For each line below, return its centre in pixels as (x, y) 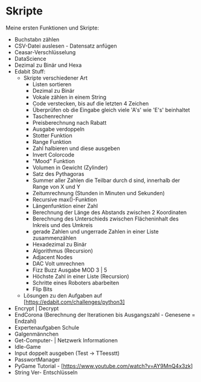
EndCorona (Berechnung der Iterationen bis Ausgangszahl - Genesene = (105, 315)
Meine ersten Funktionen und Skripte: (52, 28)
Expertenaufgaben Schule (47, 327)
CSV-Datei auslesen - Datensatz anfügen (65, 46)
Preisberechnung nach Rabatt (69, 122)
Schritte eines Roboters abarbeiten (76, 283)
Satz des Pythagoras (58, 174)
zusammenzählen (54, 238)
